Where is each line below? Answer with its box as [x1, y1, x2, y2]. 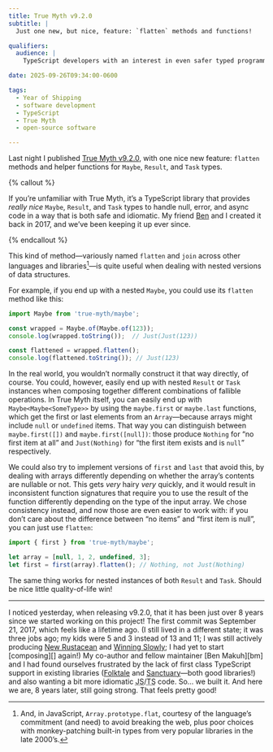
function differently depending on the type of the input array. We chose [8, 497, 248, 506]
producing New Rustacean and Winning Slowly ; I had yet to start [8, 641, 224, 651]
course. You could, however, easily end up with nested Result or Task [8, 377, 241, 387]
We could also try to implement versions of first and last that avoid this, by [8, 463, 265, 472]
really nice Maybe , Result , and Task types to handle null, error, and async [8, 202, 249, 212]
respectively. [8, 446, 51, 456]
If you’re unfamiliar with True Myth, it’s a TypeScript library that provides [8, 193, 250, 203]
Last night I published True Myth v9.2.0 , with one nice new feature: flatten [8, 154, 260, 163]
